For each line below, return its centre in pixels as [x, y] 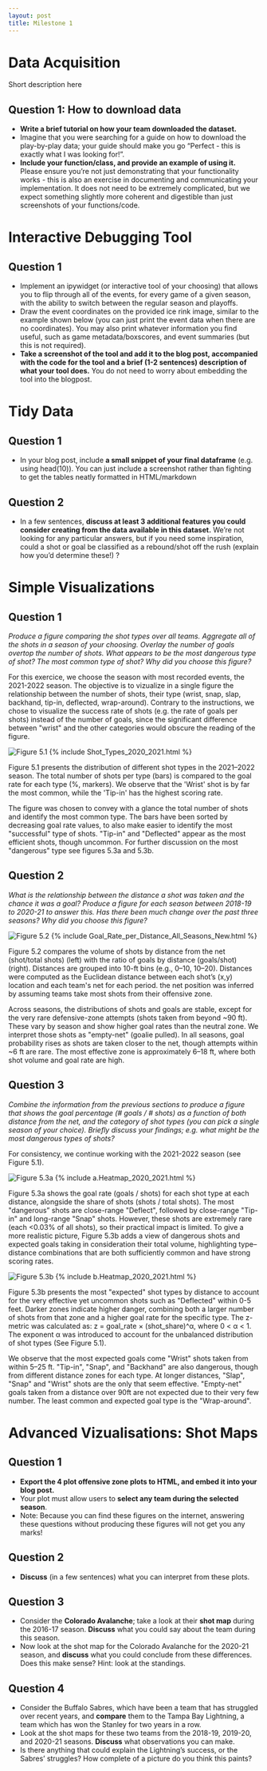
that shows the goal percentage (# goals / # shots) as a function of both [128, 1113]
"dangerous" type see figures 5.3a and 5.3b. [81, 851]
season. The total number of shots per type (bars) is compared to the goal [130, 776]
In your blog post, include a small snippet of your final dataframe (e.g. [136, 461]
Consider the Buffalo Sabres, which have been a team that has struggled [139, 1708]
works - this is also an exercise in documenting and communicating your [139, 180]
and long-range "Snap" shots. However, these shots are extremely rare [136, 1219]
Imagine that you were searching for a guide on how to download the [133, 137]
